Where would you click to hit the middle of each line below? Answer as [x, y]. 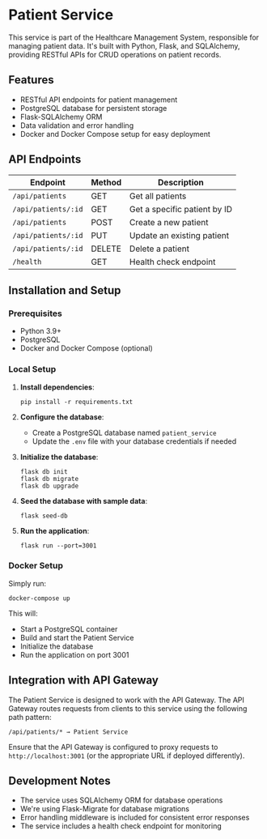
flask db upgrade [49, 486]
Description [180, 182]
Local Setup [32, 369]
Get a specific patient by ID [181, 209]
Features [31, 80]
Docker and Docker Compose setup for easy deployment [115, 134]
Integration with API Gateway [84, 681]
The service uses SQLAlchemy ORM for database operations [121, 800]
